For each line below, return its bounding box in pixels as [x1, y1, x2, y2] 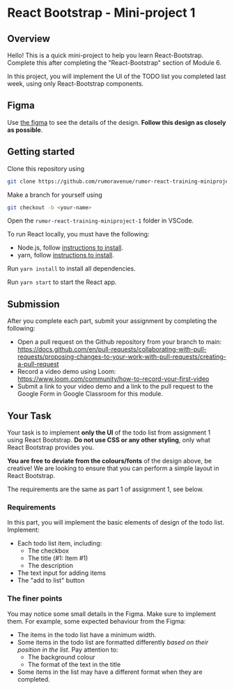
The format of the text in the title [27, 660, 121, 668]
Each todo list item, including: [17, 539, 102, 548]
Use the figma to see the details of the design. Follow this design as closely [7, 118, 226, 126]
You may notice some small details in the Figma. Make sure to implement [7, 609, 216, 618]
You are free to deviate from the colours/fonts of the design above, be [7, 457, 212, 465]
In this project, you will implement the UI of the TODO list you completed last [7, 72, 226, 80]
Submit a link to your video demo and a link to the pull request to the [17, 382, 214, 391]
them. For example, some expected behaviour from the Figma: [7, 617, 186, 625]
